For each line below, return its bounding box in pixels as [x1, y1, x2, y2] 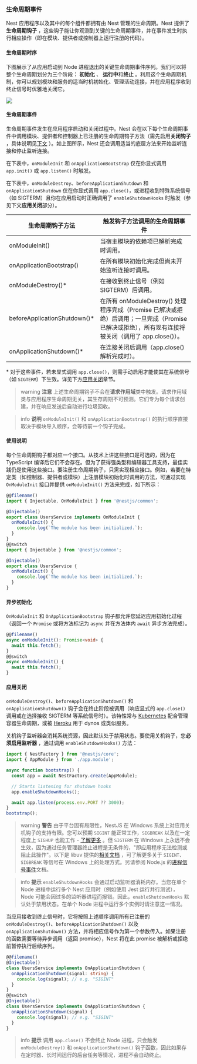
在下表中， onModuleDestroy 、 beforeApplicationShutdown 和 [6, 179, 149, 187]
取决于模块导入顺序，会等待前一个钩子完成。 [20, 423, 129, 430]
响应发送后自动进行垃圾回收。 [40, 403, 113, 410]
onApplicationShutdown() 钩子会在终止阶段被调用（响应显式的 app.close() [6, 705, 186, 712]
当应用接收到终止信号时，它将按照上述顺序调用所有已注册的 [6, 913, 150, 920]
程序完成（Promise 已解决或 [100, 305, 177, 314]
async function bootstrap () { [6, 767, 80, 773]
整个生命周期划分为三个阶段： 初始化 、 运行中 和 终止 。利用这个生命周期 [6, 71, 182, 78]
